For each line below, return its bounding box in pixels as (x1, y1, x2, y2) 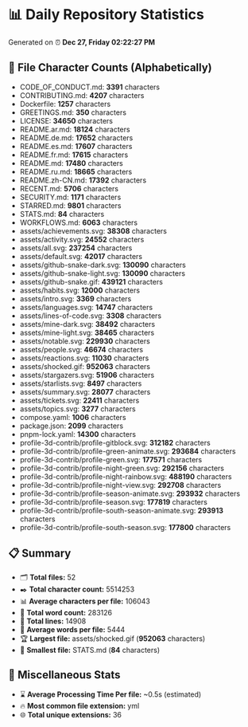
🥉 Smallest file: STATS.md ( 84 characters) (19, 645, 161, 654)
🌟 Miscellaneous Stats (8, 668, 121, 682)
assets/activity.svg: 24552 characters (19, 234, 145, 244)
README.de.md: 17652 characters (19, 132, 134, 143)
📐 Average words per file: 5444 (19, 624, 126, 634)
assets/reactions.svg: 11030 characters (19, 353, 149, 363)
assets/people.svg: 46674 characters (19, 344, 144, 354)
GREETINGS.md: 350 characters (19, 108, 127, 117)
